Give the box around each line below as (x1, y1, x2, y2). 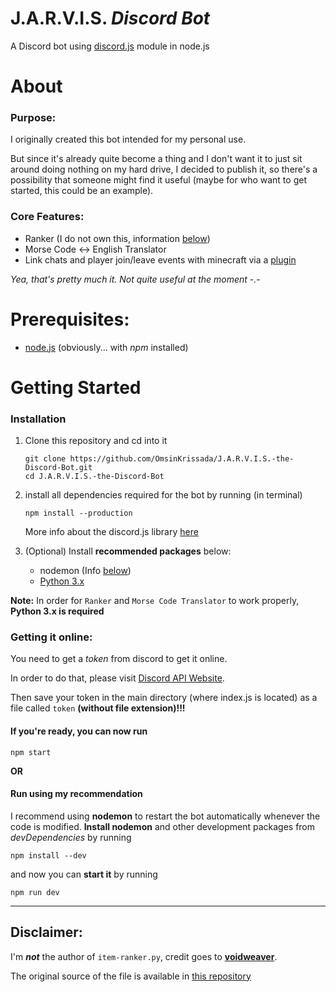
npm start (10, 747, 52, 757)
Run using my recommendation (10, 788, 143, 800)
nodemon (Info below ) (39, 565, 132, 577)
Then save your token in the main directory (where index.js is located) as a (10, 692, 318, 704)
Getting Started (10, 376, 142, 399)
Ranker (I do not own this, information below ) (24, 232, 211, 244)
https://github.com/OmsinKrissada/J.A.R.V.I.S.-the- (69, 454, 295, 464)
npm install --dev (10, 850, 87, 861)
